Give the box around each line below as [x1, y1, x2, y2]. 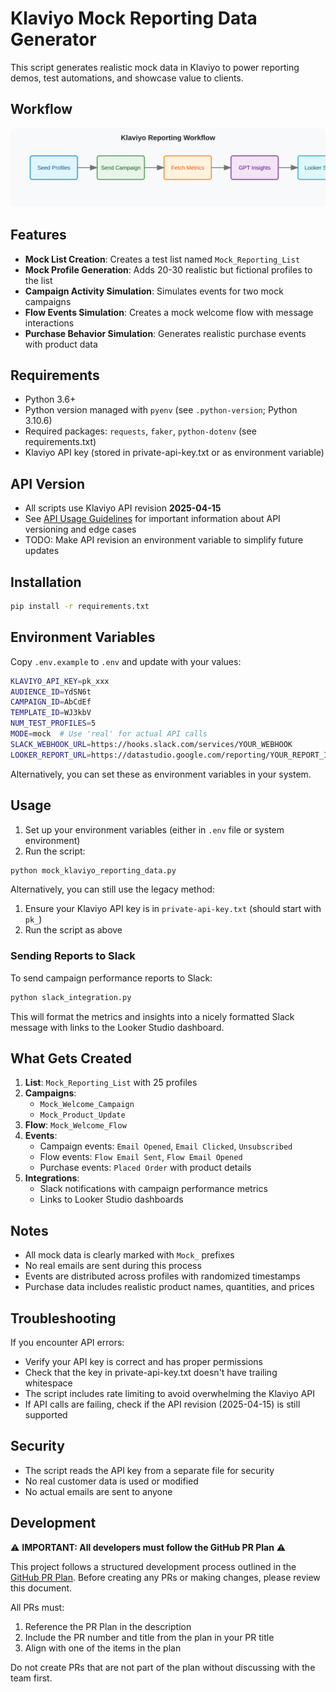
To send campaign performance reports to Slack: [10, 972, 213, 984]
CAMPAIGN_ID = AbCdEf [10, 697, 92, 707]
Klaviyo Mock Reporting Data [10, 7, 258, 30]
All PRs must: [10, 1601, 65, 1613]
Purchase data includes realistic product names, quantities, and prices [24, 1281, 315, 1293]
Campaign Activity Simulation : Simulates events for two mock [24, 285, 284, 297]
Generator [10, 28, 97, 51]
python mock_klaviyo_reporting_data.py [10, 865, 177, 876]
